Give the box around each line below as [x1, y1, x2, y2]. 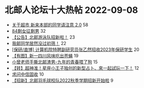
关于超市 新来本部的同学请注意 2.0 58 [11, 22, 89, 28]
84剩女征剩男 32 [11, 28, 46, 34]
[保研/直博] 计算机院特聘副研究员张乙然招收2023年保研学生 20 [11, 46, 140, 52]
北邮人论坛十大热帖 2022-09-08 [4, 4, 138, 16]
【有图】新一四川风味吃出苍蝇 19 [11, 52, 79, 58]
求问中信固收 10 [11, 71, 44, 77]
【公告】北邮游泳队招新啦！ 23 [11, 34, 75, 40]
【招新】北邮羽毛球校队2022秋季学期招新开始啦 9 [11, 77, 113, 83]
